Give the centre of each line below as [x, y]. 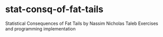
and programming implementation [40, 28]
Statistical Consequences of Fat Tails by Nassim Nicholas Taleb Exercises [82, 23]
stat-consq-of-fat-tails [54, 9]
